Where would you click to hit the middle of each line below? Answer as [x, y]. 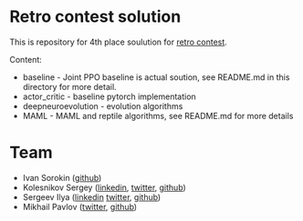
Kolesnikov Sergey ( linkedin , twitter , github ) [104, 187]
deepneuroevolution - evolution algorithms [103, 105]
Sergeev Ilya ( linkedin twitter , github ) [92, 196]
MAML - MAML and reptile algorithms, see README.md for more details [158, 116]
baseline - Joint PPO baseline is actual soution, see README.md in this [156, 77]
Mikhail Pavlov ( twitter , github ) [80, 206]
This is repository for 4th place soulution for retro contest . [119, 42]
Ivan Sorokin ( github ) [62, 177]
